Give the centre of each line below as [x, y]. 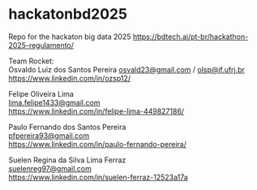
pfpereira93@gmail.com [49, 136]
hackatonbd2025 [68, 14]
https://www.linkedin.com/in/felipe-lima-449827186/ [96, 111]
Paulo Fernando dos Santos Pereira [67, 127]
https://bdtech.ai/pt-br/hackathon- [191, 37]
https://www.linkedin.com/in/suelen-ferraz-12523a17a [98, 177]
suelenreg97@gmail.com [50, 168]
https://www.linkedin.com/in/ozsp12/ [70, 78]
